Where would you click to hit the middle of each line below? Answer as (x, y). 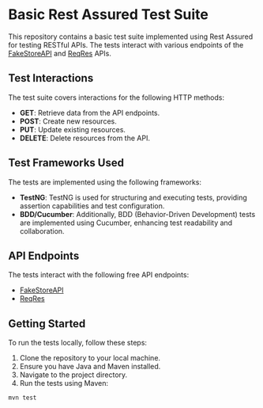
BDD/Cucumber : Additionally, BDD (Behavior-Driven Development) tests (137, 214)
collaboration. (42, 231)
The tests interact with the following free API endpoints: (99, 275)
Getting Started (47, 324)
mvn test (23, 398)
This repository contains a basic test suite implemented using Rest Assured (131, 36)
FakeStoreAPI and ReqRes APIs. (60, 53)
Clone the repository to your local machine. (90, 358)
